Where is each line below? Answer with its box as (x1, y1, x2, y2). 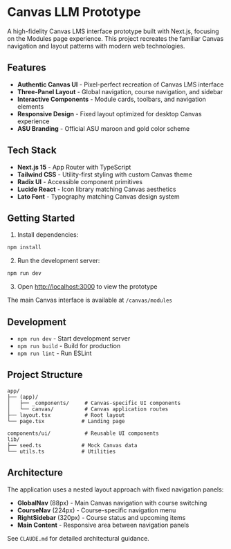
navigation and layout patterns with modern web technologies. (7, 42, 185, 50)
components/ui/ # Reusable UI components (7, 430, 159, 437)
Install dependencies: (17, 231, 79, 239)
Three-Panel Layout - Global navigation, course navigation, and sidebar (17, 87, 223, 96)
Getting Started (7, 212, 75, 224)
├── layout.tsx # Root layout (7, 411, 126, 419)
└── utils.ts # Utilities (7, 448, 116, 455)
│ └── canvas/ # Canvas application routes (7, 406, 169, 413)
